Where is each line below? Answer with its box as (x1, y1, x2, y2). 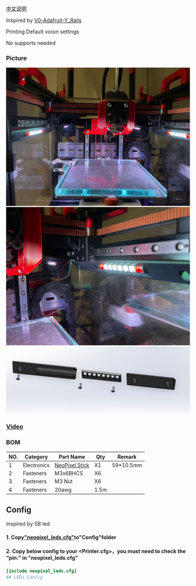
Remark (117, 453, 137, 460)
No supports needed (6, 40, 56, 46)
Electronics (23, 461, 50, 468)
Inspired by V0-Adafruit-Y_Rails (6, 17, 82, 23)
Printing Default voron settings (6, 28, 80, 35)
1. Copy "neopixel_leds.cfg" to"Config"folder (6, 533, 117, 540)
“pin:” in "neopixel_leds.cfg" (6, 554, 79, 561)
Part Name (58, 453, 86, 460)
